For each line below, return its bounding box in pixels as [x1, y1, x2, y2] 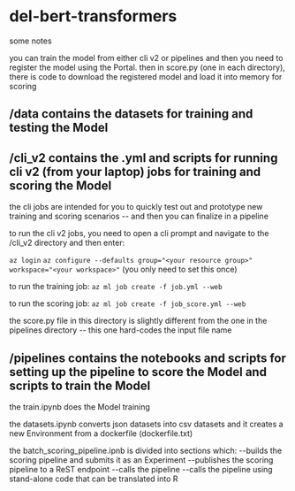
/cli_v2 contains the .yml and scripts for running [9, 150, 278, 165]
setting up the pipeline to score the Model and [9, 364, 268, 380]
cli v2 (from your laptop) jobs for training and [9, 164, 261, 179]
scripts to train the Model [9, 378, 151, 393]
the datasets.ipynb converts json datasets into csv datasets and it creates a [9, 418, 284, 429]
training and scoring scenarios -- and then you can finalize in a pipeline [9, 211, 269, 222]
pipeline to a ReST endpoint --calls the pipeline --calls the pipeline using [9, 464, 273, 474]
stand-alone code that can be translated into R [9, 473, 178, 484]
